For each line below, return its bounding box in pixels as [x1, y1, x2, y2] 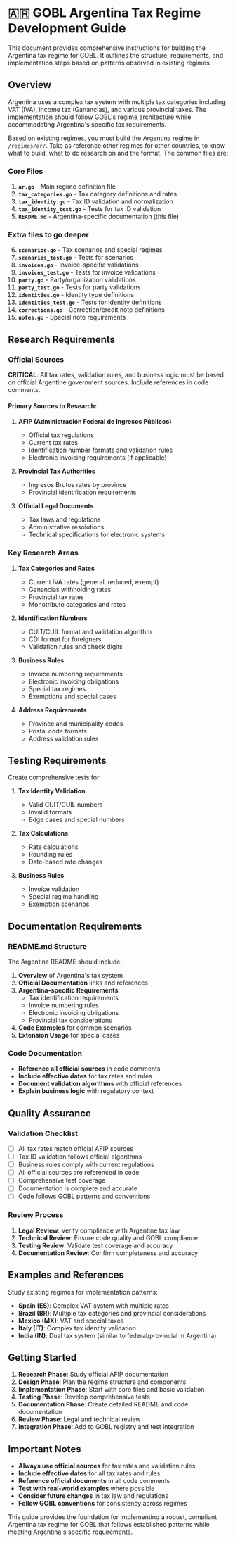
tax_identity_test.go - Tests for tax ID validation [18, 205, 161, 213]
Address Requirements [18, 705, 87, 714]
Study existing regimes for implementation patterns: [8, 1287, 159, 1296]
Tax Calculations [18, 829, 69, 838]
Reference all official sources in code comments [18, 1064, 161, 1073]
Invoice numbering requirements [28, 669, 123, 678]
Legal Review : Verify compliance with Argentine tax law [18, 1226, 180, 1235]
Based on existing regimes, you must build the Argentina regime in [8, 134, 200, 142]
